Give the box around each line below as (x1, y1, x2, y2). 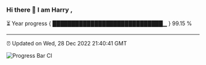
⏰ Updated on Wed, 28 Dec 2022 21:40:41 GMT (6, 40, 128, 47)
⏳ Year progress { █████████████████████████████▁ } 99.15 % (6, 20, 193, 27)
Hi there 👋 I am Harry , (6, 6, 73, 14)
